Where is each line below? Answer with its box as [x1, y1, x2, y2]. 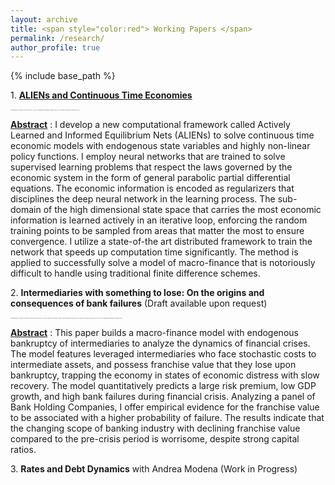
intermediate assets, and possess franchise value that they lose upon [10, 359, 297, 371]
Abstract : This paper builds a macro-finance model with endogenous [10, 327, 299, 339]
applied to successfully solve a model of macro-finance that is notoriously [10, 257, 316, 269]
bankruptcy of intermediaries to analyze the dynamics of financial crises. [10, 337, 311, 350]
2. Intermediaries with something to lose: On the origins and [10, 287, 265, 299]
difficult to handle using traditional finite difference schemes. [10, 267, 261, 280]
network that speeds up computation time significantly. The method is [10, 246, 299, 258]
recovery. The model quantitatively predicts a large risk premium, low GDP [10, 380, 317, 392]
